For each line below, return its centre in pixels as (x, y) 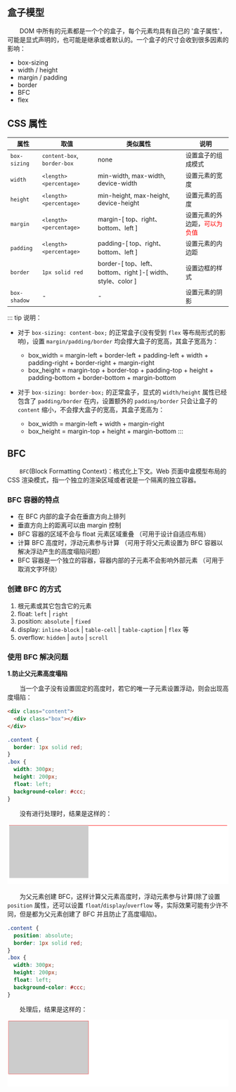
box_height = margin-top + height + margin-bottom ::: (106, 431)
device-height (119, 203)
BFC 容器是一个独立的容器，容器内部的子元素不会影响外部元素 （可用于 (121, 560)
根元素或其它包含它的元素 (54, 605)
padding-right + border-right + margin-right (91, 363)
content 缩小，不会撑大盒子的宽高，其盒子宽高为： (91, 410)
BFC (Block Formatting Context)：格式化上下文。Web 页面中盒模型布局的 (123, 471)
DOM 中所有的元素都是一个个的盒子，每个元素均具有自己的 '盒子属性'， (123, 31)
